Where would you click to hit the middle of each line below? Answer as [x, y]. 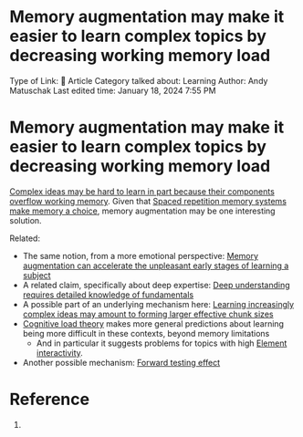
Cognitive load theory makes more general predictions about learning [153, 323]
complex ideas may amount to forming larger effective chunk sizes [148, 314]
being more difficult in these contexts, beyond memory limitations [146, 333]
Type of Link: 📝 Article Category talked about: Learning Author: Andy [139, 80]
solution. [26, 220]
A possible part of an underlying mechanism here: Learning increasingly [158, 304]
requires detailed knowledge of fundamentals [108, 295]
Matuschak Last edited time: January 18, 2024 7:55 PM [113, 90]
